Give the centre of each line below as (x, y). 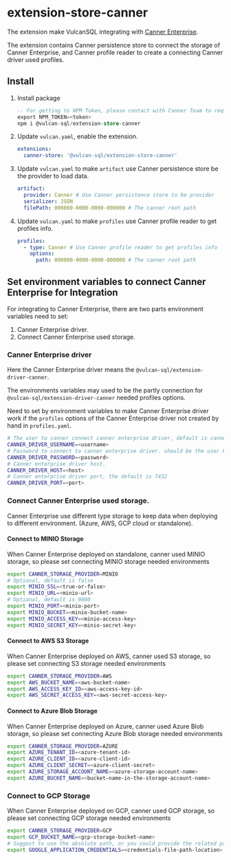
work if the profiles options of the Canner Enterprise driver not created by (113, 419)
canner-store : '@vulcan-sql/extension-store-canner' (101, 156)
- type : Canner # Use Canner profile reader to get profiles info (121, 247)
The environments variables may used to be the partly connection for (105, 390)
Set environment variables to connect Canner (107, 281)
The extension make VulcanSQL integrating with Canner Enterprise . (103, 32)
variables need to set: (38, 316)
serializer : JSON (48, 201)
